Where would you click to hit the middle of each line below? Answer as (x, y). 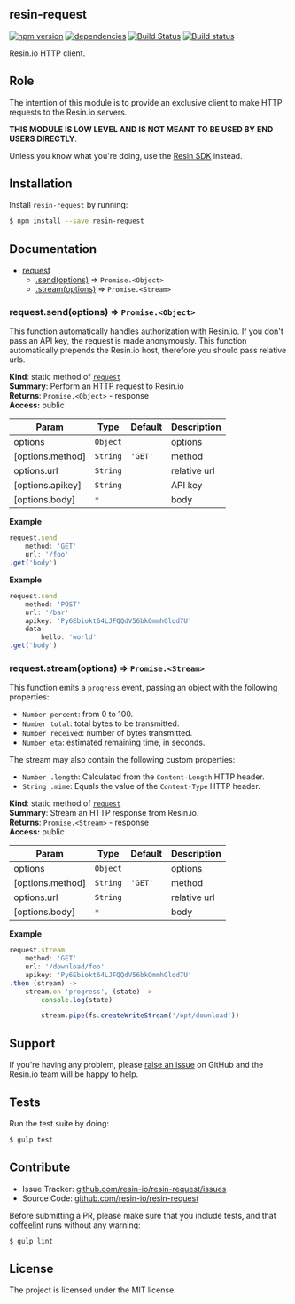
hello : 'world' (69, 637)
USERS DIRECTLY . (43, 138)
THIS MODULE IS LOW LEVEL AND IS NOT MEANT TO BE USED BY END (141, 129)
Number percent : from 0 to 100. (78, 715)
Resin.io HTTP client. (47, 53)
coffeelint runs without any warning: (75, 1225)
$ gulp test (31, 1140)
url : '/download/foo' (65, 967)
